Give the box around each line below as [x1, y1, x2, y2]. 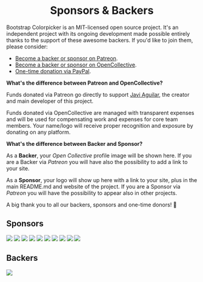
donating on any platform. [6, 128, 71, 136]
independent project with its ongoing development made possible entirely [6, 30, 190, 37]
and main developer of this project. [6, 97, 94, 105]
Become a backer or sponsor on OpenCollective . [15, 61, 137, 68]
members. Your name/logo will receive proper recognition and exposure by [6, 122, 194, 129]
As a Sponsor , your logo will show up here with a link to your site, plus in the [6, 176, 198, 183]
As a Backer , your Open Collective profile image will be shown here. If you [6, 152, 192, 159]
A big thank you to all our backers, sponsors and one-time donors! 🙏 [6, 201, 177, 208]
